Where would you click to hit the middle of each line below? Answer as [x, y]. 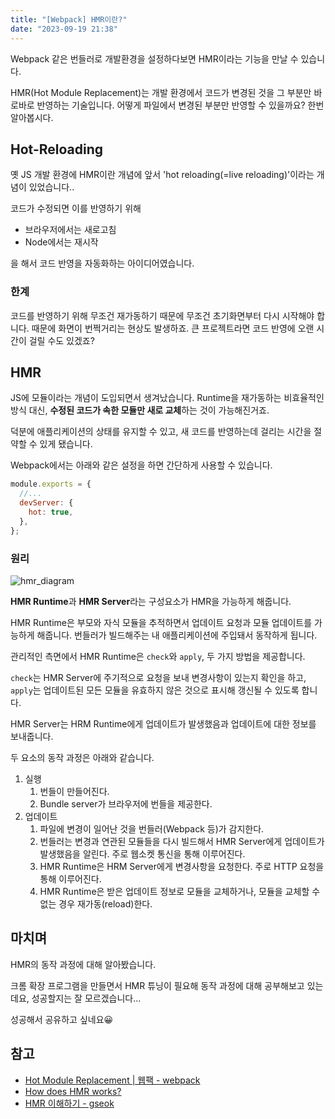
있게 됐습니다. [66, 444]
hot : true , [51, 512]
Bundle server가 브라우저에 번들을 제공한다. [126, 803]
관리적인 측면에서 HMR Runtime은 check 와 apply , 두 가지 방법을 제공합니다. [158, 656]
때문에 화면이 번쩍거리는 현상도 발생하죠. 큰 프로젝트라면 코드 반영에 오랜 [173, 328]
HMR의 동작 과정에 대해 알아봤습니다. [83, 964]
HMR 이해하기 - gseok [69, 1103]
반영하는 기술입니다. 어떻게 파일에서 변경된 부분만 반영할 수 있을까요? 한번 [180, 105]
